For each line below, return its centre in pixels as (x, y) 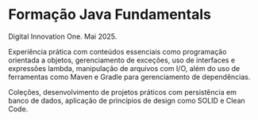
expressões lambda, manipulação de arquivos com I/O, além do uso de (124, 68)
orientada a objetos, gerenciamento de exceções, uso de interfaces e (122, 60)
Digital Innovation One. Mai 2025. (63, 36)
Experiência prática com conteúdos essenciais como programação (117, 51)
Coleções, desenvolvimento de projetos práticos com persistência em (122, 92)
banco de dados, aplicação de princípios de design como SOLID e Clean (127, 100)
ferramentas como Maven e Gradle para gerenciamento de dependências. (129, 77)
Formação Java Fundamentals (110, 15)
